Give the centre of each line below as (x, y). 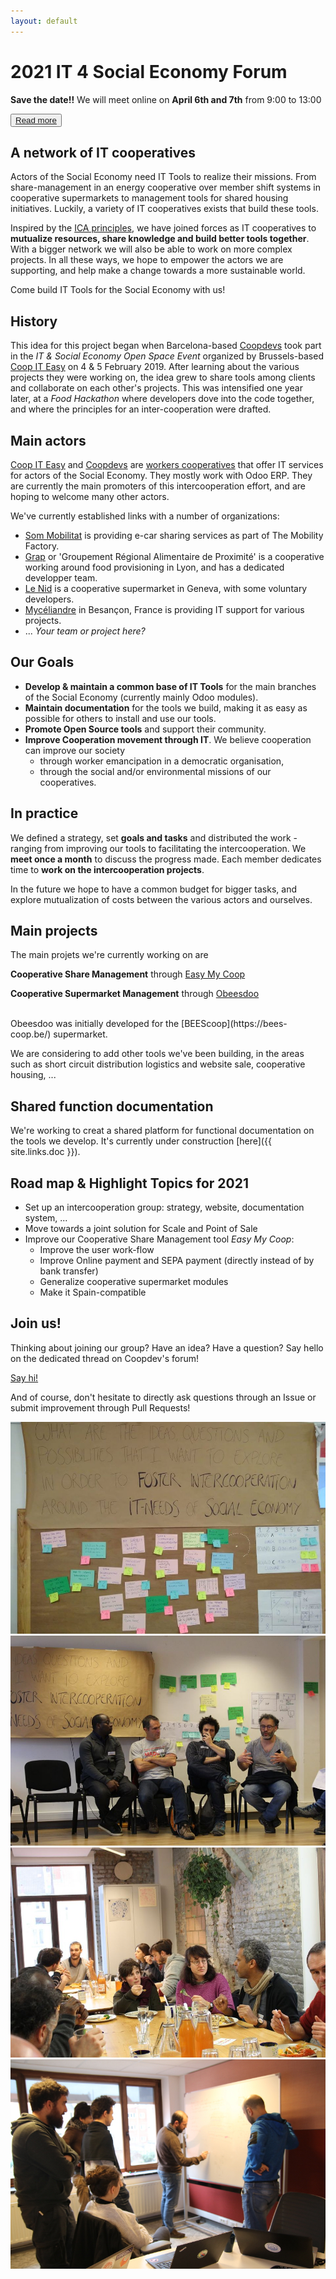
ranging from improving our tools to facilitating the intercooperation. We (158, 848)
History (34, 321)
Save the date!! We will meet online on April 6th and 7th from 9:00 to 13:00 (166, 99)
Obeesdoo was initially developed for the (95, 1024)
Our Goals (42, 662)
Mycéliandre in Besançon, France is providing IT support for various (164, 609)
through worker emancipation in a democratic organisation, (162, 761)
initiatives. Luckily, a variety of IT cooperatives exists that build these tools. (164, 209)
